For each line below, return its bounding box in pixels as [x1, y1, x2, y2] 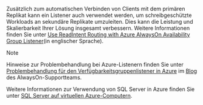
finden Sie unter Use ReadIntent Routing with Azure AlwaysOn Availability [6, 31, 190, 38]
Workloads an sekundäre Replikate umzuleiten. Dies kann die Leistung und [6, 18, 193, 25]
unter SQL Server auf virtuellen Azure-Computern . [6, 92, 132, 99]
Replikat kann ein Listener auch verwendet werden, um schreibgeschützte [6, 12, 192, 19]
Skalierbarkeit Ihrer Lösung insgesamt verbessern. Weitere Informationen [6, 24, 190, 32]
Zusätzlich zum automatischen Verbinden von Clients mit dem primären [6, 5, 185, 12]
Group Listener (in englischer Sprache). [6, 38, 104, 44]
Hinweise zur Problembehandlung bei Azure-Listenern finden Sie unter [6, 61, 184, 68]
